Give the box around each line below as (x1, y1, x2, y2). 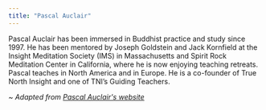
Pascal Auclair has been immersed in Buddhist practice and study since (8, 34, 246, 43)
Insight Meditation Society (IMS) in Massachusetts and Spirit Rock (8, 51, 227, 60)
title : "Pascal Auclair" (8, 11, 92, 20)
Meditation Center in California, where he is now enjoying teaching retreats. (8, 59, 259, 69)
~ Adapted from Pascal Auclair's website (8, 92, 145, 101)
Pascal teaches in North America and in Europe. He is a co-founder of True (8, 67, 257, 77)
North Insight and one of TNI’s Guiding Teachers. (8, 76, 170, 86)
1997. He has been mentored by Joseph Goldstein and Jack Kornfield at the (8, 42, 258, 52)
